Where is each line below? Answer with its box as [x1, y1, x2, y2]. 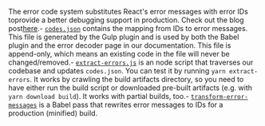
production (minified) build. [8, 108, 98, 118]
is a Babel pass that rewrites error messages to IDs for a [38, 100, 223, 109]
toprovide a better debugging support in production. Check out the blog [8, 15, 245, 25]
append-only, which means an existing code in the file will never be [8, 49, 230, 58]
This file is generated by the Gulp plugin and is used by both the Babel [8, 32, 239, 41]
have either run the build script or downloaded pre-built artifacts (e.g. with [8, 83, 253, 93]
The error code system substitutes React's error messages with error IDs [8, 7, 249, 16]
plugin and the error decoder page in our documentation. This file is [8, 41, 231, 50]
